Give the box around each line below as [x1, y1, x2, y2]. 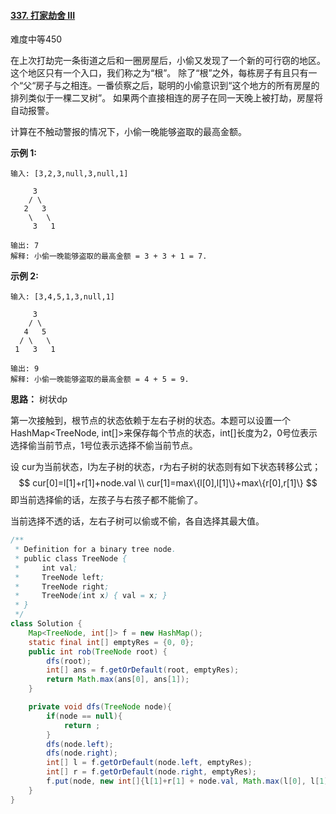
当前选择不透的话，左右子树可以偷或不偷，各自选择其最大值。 [10, 515, 265, 527]
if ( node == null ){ [46, 711, 123, 721]
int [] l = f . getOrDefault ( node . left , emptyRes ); [46, 758, 253, 768]
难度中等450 [10, 33, 63, 45]
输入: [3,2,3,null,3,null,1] [10, 169, 129, 179]
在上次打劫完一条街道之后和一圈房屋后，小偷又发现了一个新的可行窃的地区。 [10, 55, 326, 67]
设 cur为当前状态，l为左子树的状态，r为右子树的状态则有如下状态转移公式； [10, 461, 322, 473]
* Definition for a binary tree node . [14, 545, 177, 555]
